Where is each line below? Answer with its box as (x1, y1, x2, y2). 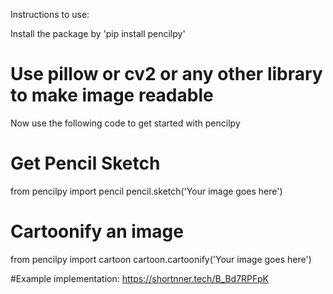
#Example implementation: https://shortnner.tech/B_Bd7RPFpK (10, 272, 269, 284)
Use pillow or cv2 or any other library (10, 63, 323, 86)
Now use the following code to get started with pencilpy (10, 117, 241, 129)
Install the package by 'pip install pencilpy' (10, 28, 186, 39)
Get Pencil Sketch (10, 152, 161, 175)
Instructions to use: (10, 9, 90, 20)
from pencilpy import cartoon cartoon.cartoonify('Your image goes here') (10, 253, 312, 265)
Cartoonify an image (10, 220, 184, 243)
